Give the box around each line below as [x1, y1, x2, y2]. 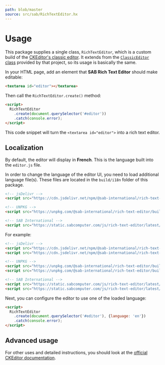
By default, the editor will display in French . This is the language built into [5, 157, 154, 163]
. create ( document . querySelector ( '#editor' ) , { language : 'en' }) [14, 314, 146, 319]
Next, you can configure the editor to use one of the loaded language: [5, 295, 146, 301]
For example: [5, 231, 32, 237]
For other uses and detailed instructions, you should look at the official [5, 349, 148, 355]
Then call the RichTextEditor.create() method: [5, 93, 102, 99]
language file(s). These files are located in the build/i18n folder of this [5, 176, 148, 182]
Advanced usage [5, 337, 58, 345]
